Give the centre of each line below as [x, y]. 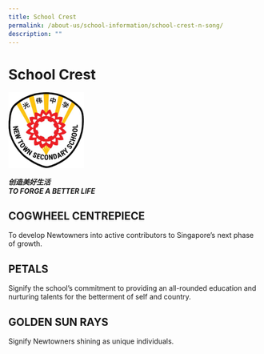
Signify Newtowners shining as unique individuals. [91, 341]
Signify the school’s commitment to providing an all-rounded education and [132, 288]
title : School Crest [43, 17]
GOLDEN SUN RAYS [58, 322]
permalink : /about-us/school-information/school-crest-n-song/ [116, 25]
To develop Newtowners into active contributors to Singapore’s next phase [131, 235]
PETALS [28, 269]
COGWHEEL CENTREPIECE [77, 216]
